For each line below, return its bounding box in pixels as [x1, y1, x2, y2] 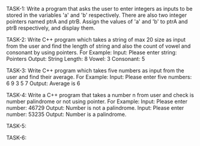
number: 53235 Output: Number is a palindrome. [6, 111, 127, 118]
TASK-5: [6, 122, 27, 129]
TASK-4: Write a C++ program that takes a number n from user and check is [6, 92, 194, 98]
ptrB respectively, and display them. [6, 24, 95, 31]
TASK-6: [6, 134, 27, 141]
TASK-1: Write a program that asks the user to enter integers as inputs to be [6, 5, 193, 12]
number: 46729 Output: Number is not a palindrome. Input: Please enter [6, 104, 184, 111]
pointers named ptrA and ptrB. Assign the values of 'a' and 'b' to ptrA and [6, 18, 188, 25]
